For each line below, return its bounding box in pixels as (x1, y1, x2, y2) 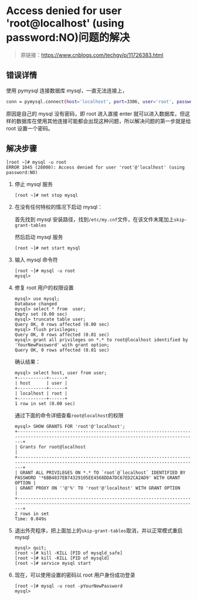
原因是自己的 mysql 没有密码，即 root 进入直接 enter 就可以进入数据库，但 (6, 110, 185, 117)
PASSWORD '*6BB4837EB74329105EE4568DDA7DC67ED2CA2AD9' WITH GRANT (14, 475, 181, 481)
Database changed (14, 301, 57, 307)
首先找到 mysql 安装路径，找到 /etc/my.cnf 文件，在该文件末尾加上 (14, 216, 174, 223)
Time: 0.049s (14, 516, 47, 522)
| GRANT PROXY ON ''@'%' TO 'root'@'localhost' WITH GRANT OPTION (14, 486, 181, 491)
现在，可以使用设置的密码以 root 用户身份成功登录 (14, 571, 136, 579)
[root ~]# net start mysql (14, 245, 81, 251)
